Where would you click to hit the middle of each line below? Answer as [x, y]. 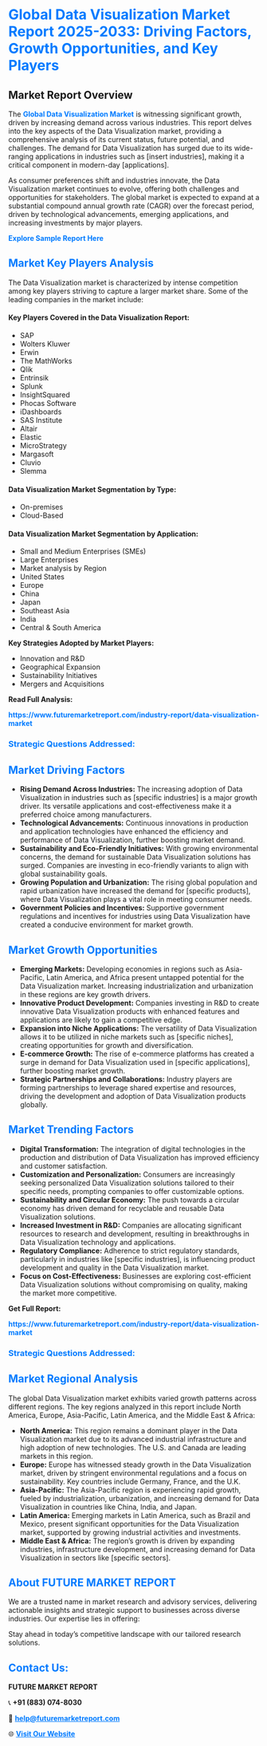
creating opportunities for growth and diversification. [106, 1045]
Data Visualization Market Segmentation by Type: [92, 489]
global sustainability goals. [63, 874]
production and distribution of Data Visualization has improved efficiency [139, 1157]
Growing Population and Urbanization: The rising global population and [138, 882]
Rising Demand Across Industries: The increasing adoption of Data [131, 789]
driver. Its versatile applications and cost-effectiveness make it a [126, 806]
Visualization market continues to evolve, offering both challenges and [124, 189]
